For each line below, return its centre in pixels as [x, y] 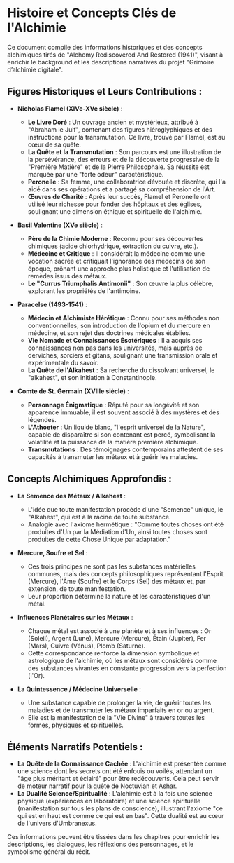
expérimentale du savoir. [63, 362]
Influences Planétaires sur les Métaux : [75, 617]
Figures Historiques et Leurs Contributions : [105, 91]
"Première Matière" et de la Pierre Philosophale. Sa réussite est [118, 167]
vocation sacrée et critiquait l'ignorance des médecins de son [117, 261]
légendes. [42, 419]
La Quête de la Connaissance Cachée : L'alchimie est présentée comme [122, 764]
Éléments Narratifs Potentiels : [75, 747]
